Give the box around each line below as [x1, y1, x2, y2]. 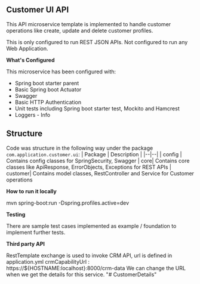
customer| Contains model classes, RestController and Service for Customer [6, 169, 195, 177]
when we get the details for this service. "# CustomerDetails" [6, 271, 157, 278]
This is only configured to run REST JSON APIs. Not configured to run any [6, 38, 188, 45]
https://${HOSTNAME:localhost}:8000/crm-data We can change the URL [6, 264, 186, 271]
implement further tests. [6, 229, 66, 236]
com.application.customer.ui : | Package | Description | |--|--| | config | [6, 150, 182, 158]
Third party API [6, 240, 45, 247]
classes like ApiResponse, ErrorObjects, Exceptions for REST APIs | [6, 163, 172, 171]
